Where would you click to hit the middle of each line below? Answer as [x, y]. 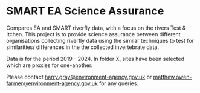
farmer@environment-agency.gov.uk [52, 83]
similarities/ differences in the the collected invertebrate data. [82, 47]
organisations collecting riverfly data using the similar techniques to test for [100, 40]
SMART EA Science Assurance [85, 11]
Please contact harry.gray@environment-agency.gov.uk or [79, 77]
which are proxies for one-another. [50, 65]
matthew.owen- [173, 77]
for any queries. [119, 83]
